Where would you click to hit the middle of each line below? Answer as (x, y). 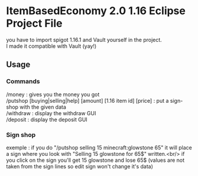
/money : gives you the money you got (53, 94)
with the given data (43, 107)
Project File (34, 23)
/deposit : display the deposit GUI (47, 119)
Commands (23, 82)
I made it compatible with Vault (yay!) (51, 46)
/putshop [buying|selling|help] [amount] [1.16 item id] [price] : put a (87, 100)
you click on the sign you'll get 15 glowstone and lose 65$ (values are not (95, 160)
